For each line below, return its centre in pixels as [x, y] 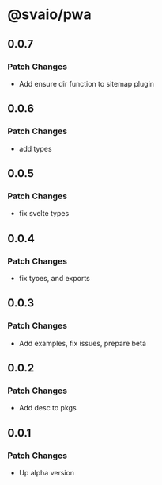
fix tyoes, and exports [54, 278]
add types [35, 148]
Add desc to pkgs [47, 408]
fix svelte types [44, 214]
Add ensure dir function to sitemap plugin [87, 83]
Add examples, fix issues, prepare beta [83, 343]
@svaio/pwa [49, 15]
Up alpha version [47, 473]
